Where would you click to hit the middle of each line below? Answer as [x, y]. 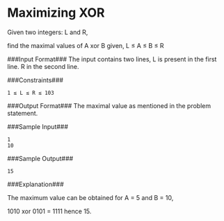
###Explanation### [35, 184]
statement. [23, 113]
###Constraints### [35, 80]
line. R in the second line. [43, 66]
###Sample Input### [38, 126]
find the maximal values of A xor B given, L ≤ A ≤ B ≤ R [86, 45]
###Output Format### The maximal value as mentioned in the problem [109, 105]
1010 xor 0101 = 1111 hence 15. [49, 211]
